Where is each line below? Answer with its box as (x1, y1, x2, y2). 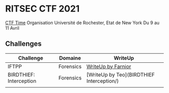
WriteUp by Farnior (86, 63, 132, 70)
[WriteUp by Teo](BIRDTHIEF (86, 71, 155, 78)
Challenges (5, 40, 42, 48)
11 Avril (5, 25, 20, 31)
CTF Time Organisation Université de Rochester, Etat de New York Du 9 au (5, 20, 160, 26)
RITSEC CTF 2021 (5, 3, 80, 15)
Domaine (59, 54, 81, 61)
